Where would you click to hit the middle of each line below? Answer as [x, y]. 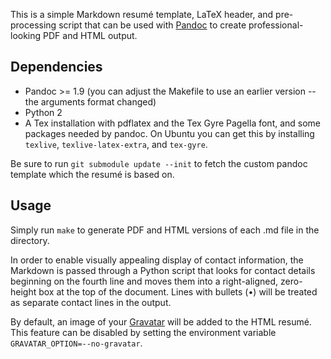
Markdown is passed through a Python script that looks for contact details [163, 270]
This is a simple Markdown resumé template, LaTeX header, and [142, 14]
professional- [276, 25]
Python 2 [43, 112]
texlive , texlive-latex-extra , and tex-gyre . [116, 144]
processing [33, 25]
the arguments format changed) [90, 101]
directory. [30, 240]
